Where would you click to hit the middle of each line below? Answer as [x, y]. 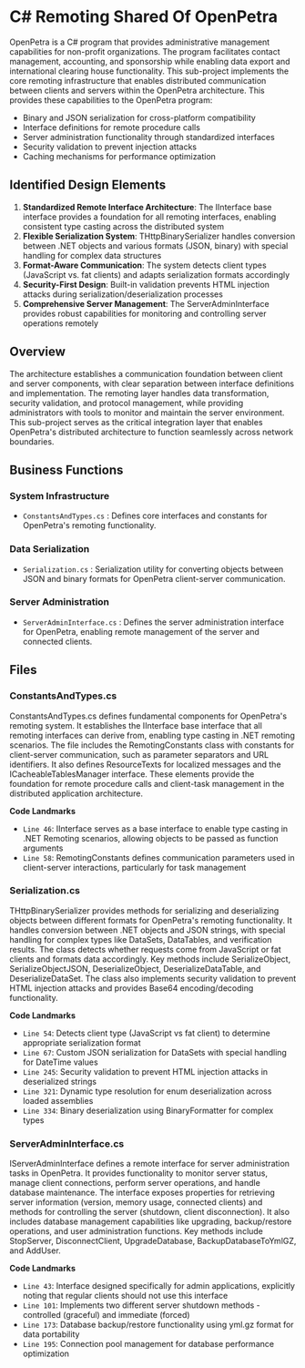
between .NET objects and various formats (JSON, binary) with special [155, 245]
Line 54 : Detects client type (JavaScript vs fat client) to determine [147, 1033]
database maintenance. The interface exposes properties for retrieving [142, 1193]
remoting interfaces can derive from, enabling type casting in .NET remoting [152, 735]
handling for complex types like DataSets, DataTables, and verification [141, 939]
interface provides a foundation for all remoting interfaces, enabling [149, 217]
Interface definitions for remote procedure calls [111, 127]
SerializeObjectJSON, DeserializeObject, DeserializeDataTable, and [135, 968]
